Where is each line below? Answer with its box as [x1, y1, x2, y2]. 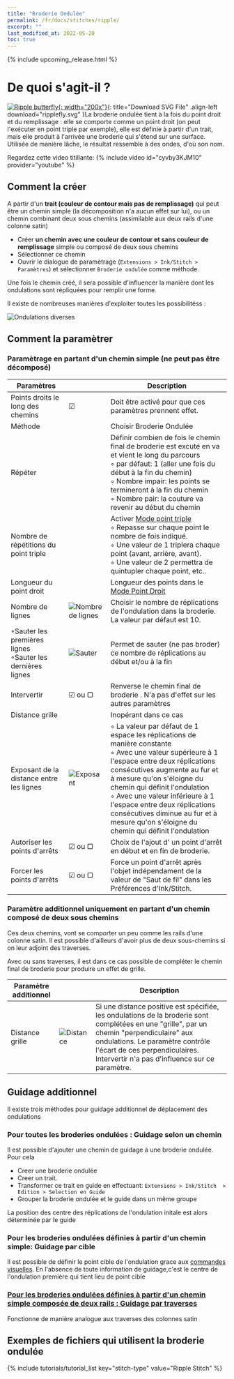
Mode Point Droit [110, 586, 166, 596]
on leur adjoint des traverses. [7, 943, 91, 952]
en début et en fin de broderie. [110, 845, 210, 855]
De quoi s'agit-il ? [7, 80, 111, 96]
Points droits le [10, 392, 59, 402]
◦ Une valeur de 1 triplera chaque [110, 540, 221, 550]
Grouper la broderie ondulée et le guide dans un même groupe [17, 1194, 197, 1203]
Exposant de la [10, 764, 59, 774]
